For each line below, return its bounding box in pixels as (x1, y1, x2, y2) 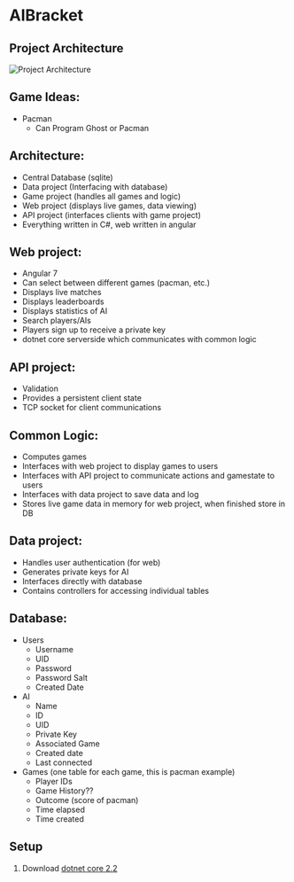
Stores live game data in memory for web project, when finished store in (21, 498, 286, 510)
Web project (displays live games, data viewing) (21, 200, 197, 211)
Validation (21, 383, 59, 394)
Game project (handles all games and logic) (21, 191, 182, 201)
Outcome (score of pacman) (35, 794, 139, 805)
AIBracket (9, 5, 84, 26)
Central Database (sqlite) (21, 172, 113, 183)
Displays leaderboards (21, 296, 104, 307)
